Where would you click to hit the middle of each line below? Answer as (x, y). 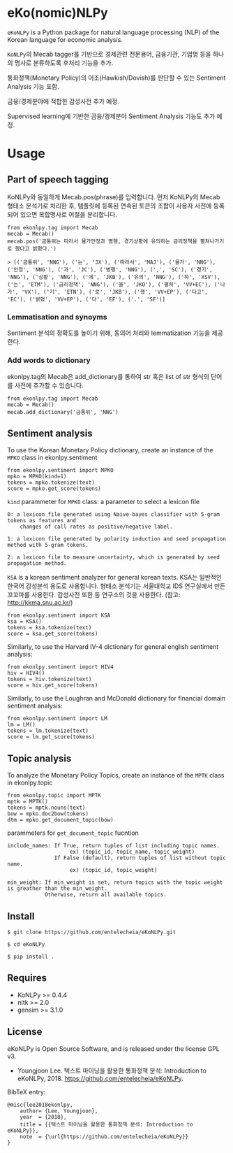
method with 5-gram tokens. (48, 545)
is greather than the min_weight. (58, 889)
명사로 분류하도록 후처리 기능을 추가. (64, 63)
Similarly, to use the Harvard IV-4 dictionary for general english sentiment (113, 647)
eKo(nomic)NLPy (58, 13)
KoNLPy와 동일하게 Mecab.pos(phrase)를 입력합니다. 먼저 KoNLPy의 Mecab (114, 196)
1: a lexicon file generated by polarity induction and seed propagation (117, 539)
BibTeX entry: (27, 1091)
